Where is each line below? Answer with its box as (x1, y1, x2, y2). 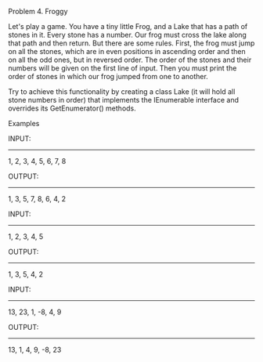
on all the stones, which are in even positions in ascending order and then (8, 47, 247, 56)
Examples (8, 119, 40, 128)
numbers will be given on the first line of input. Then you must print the (8, 63, 237, 73)
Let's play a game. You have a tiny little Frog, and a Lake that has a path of (8, 22, 248, 31)
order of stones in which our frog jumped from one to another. (8, 72, 209, 81)
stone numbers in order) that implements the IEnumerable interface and (8, 96, 240, 104)
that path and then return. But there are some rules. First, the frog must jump (8, 38, 255, 48)
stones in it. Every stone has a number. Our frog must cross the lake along (8, 31, 247, 39)
